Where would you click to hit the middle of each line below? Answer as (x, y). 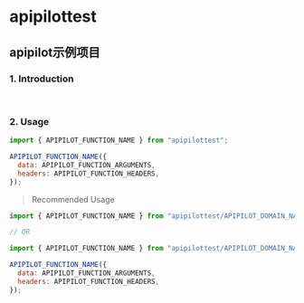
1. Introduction (42, 79)
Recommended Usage (73, 199)
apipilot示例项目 (55, 52)
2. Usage (29, 121)
